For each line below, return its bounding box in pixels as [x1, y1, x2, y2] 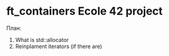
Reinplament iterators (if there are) [15, 43, 102, 50]
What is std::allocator [15, 36, 69, 43]
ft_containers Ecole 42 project [6, 4, 163, 18]
